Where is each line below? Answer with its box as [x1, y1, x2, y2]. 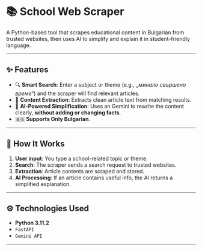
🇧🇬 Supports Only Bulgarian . [14, 115, 91, 122]
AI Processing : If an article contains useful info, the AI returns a [14, 174, 173, 181]
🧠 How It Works [6, 139, 65, 149]
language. [6, 42, 31, 49]
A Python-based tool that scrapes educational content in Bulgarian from [6, 28, 185, 36]
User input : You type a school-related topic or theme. [14, 155, 148, 162]
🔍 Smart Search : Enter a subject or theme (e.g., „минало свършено [14, 81, 186, 88]
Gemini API [14, 233, 43, 240]
